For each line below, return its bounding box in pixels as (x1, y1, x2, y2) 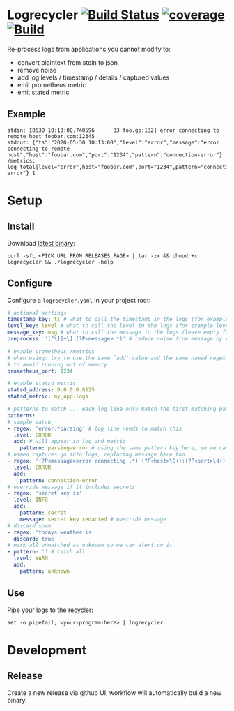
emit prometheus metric (17, 80, 86, 89)
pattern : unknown (19, 567, 70, 575)
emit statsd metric (17, 88, 70, 96)
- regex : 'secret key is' (7, 490, 82, 497)
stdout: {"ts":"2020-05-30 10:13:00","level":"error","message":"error (7, 139, 219, 146)
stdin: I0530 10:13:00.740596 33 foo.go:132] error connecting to (7, 126, 219, 134)
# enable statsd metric (7, 380, 77, 387)
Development (7, 642, 87, 658)
